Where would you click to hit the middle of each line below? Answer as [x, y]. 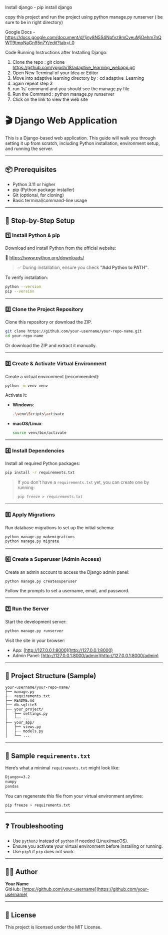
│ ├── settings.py [27, 714]
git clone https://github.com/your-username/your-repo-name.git [73, 331]
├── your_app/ [20, 723]
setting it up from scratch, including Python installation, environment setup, [82, 143]
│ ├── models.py [24, 731]
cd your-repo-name [24, 336]
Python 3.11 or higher [34, 184]
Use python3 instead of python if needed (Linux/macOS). [70, 841]
